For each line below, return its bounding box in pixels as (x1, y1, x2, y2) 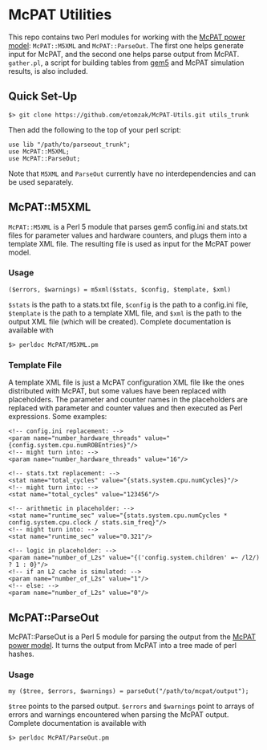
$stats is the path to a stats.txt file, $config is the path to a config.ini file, (8, 300, 249, 309)
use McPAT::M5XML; (8, 147, 70, 156)
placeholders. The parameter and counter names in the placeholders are (8, 395, 249, 405)
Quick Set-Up (8, 90, 78, 104)
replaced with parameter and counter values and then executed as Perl (8, 403, 243, 413)
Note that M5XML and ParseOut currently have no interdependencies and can (8, 169, 257, 178)
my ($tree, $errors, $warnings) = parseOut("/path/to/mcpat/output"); (8, 687, 249, 695)
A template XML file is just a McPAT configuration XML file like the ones (8, 377, 245, 387)
